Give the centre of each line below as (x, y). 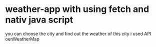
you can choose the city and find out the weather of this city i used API (78, 33)
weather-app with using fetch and (77, 9)
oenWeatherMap (22, 39)
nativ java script (39, 20)
